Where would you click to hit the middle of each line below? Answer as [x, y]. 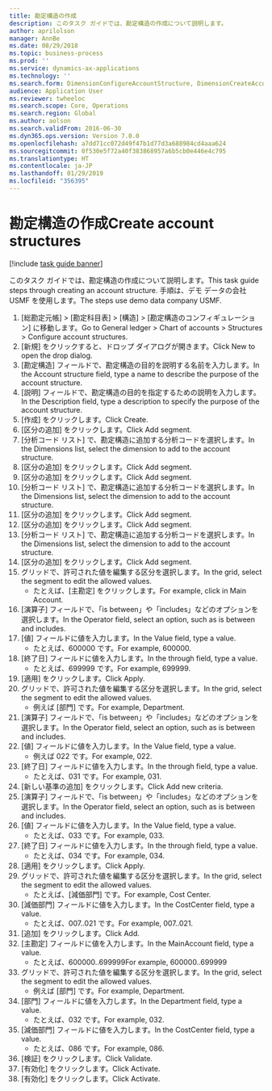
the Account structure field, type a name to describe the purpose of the [140, 374]
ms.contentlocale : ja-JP [51, 166]
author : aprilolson [42, 31]
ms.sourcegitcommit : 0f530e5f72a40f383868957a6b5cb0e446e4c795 [118, 151]
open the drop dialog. [56, 355]
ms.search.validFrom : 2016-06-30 [65, 128]
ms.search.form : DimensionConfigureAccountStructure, [102, 83]
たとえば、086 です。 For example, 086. [98, 1048]
